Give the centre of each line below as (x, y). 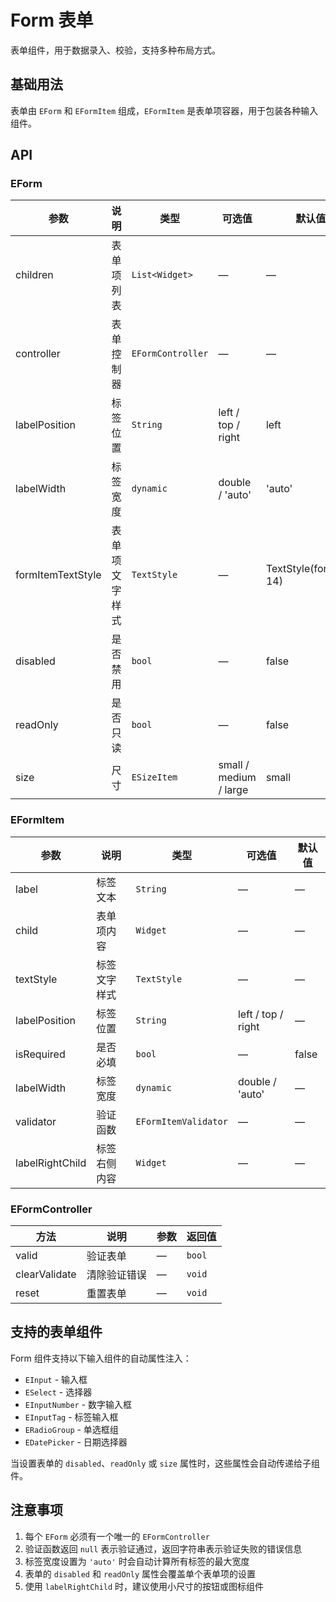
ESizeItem (154, 777)
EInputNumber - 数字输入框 (78, 1404)
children (34, 275)
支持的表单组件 (56, 1332)
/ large (233, 790)
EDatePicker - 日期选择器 (76, 1442)
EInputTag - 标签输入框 (71, 1417)
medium (237, 778)
